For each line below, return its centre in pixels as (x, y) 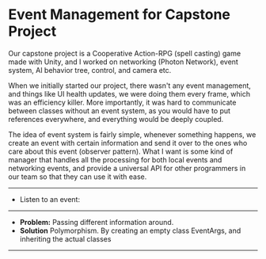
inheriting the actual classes (65, 238)
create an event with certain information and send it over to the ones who (128, 143)
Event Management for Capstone (120, 15)
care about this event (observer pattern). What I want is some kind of (121, 151)
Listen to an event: (50, 199)
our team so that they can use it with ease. (78, 177)
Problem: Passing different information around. (97, 222)
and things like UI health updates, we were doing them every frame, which (129, 93)
